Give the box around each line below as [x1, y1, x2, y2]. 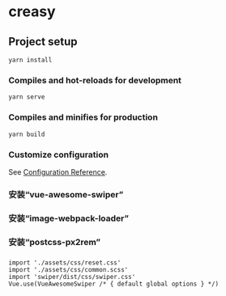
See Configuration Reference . [8, 167, 108, 176]
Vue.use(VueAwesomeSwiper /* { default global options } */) [8, 280, 220, 288]
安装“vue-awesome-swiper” [8, 188, 124, 200]
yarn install [8, 56, 53, 64]
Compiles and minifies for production [8, 112, 158, 123]
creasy [8, 2, 56, 21]
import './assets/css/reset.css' [8, 258, 122, 267]
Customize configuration [8, 149, 109, 160]
